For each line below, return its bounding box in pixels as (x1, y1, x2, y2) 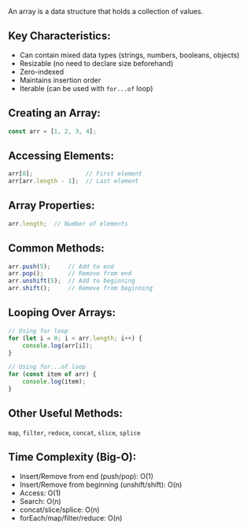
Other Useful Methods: (8, 407, 124, 420)
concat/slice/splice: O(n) (19, 505, 100, 514)
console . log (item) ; (22, 377, 87, 386)
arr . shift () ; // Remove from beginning (8, 285, 153, 293)
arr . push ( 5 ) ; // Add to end (8, 263, 114, 271)
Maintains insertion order (19, 75, 101, 85)
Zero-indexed (19, 67, 65, 76)
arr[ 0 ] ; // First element (8, 170, 143, 178)
